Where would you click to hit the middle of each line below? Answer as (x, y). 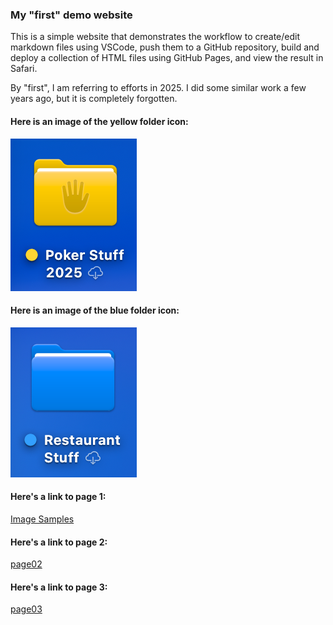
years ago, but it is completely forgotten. (94, 99)
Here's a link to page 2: (59, 542)
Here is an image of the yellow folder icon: (99, 121)
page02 (26, 564)
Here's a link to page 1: (58, 497)
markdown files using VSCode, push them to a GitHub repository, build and (165, 47)
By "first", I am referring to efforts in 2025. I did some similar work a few (158, 88)
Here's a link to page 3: (59, 587)
